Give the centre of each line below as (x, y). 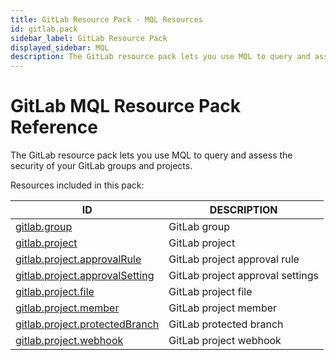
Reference (54, 127)
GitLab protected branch (226, 324)
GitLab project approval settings (244, 276)
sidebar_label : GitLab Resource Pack (89, 38)
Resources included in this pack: (77, 185)
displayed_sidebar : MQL (60, 47)
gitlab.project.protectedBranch (87, 324)
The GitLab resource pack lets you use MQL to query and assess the (151, 155)
